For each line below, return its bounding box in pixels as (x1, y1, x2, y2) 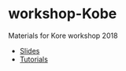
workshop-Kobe (8, 5, 117, 23)
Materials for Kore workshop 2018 (8, 31, 118, 40)
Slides (19, 46, 40, 55)
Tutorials (19, 54, 49, 64)
